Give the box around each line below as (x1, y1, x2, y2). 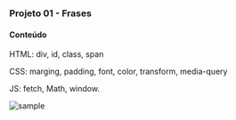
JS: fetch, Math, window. (9, 84, 101, 94)
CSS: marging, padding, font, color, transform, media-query (9, 66, 228, 77)
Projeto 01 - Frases (9, 7, 92, 20)
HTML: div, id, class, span (9, 49, 104, 60)
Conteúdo (9, 29, 47, 40)
